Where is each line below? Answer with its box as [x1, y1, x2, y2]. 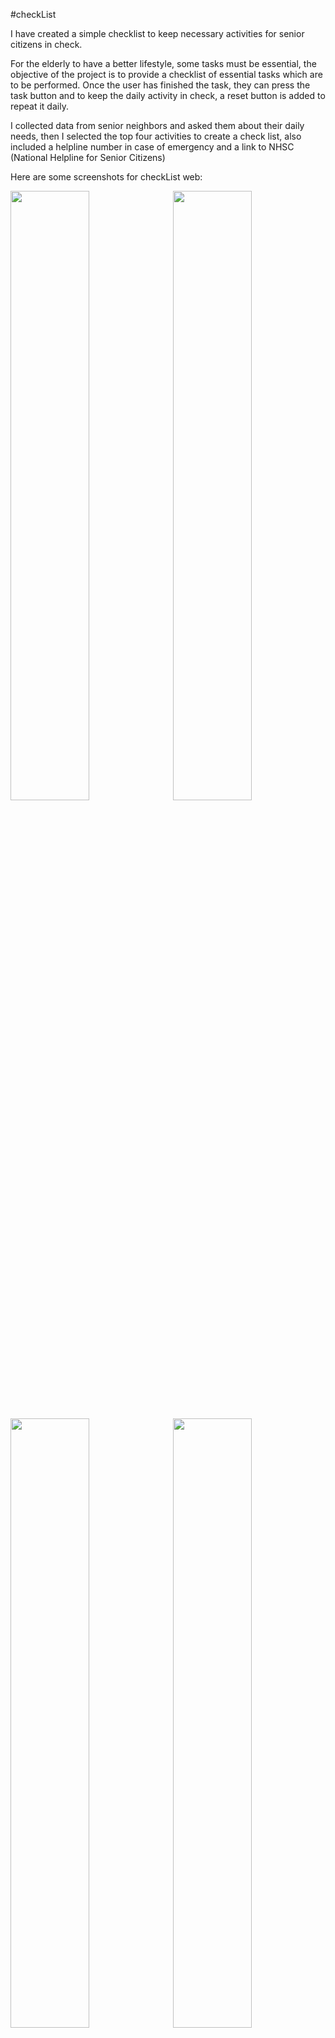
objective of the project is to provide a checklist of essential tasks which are [10, 69, 323, 80]
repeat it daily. [10, 100, 69, 112]
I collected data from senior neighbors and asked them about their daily [10, 120, 305, 131]
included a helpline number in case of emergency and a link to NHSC [10, 141, 295, 153]
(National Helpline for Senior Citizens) [10, 152, 166, 163]
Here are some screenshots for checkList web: [10, 171, 203, 183]
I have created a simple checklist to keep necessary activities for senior [10, 28, 305, 39]
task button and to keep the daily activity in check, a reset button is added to [10, 90, 326, 101]
